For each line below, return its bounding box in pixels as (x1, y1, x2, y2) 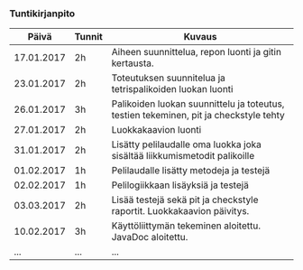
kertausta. (111, 57, 154, 70)
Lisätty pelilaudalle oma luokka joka (111, 138, 262, 151)
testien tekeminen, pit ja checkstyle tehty (111, 109, 286, 122)
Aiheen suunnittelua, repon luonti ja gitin (111, 46, 282, 59)
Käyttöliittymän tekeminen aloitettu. (111, 219, 262, 232)
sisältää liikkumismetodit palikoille (111, 150, 255, 163)
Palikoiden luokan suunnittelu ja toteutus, (111, 98, 285, 110)
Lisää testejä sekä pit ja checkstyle (111, 193, 259, 206)
